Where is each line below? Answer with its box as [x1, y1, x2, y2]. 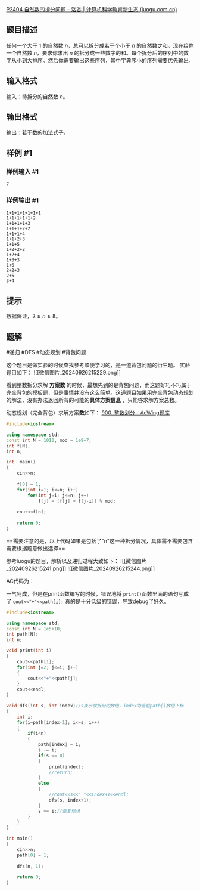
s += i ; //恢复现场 [37, 808, 80, 814]
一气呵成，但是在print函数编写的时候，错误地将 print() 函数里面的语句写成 [6, 590, 189, 597]
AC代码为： [6, 577, 35, 584]
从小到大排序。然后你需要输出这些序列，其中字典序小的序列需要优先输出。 [11, 57, 194, 64]
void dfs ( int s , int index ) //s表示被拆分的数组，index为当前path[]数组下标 [6, 703, 184, 709]
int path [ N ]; [6, 632, 39, 638]
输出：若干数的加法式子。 [6, 129, 69, 136]
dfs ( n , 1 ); [17, 863, 44, 870]
